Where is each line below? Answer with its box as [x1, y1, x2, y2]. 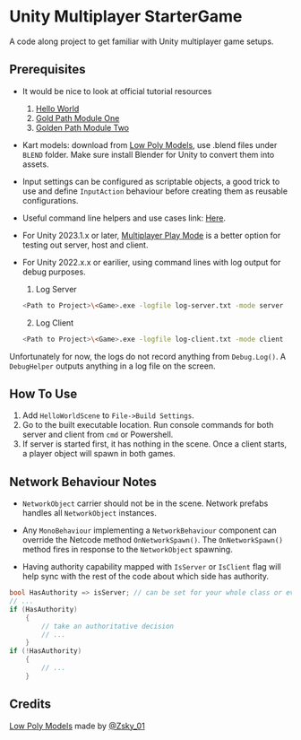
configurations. [21, 195, 79, 205]
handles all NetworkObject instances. [21, 508, 157, 518]
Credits [9, 697, 52, 712]
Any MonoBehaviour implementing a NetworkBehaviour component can [21, 525, 277, 535]
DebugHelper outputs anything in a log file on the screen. [9, 361, 216, 371]
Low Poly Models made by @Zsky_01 [9, 720, 145, 731]
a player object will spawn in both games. [21, 448, 176, 459]
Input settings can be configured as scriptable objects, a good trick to [21, 176, 280, 187]
